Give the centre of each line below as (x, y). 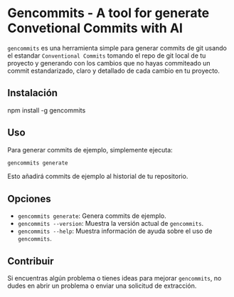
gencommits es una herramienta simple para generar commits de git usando (117, 48)
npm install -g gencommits (47, 110)
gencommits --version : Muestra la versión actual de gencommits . (111, 224)
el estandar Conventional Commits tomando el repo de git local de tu (107, 56)
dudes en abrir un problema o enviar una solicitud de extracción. (102, 286)
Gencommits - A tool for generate (108, 13)
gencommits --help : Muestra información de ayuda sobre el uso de (115, 231)
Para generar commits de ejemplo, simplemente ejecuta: (90, 150)
